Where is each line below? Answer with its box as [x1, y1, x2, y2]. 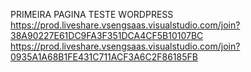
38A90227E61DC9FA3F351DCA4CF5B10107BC [10, 30, 204, 41]
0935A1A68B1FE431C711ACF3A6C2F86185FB [10, 51, 198, 63]
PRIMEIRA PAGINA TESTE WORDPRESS [10, 9, 174, 20]
